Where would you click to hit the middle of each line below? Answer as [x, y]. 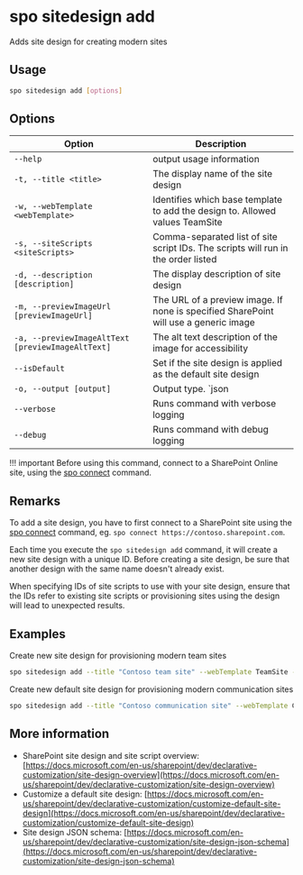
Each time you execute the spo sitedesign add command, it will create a [143, 550]
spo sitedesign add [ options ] [66, 91]
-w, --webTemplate [53, 206]
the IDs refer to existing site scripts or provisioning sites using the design [145, 596]
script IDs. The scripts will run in [220, 248]
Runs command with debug [211, 430]
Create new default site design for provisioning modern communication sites [151, 689]
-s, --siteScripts [53, 244]
